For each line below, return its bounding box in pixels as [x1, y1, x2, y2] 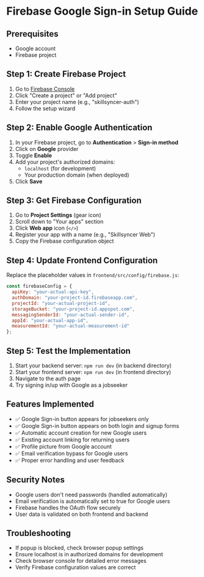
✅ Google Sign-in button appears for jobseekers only [15, 415, 149, 422]
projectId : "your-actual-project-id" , [12, 300, 111, 306]
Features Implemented [6, 399, 95, 410]
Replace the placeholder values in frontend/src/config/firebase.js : [6, 271, 180, 279]
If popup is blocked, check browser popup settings [15, 544, 144, 551]
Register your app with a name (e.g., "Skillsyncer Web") [15, 231, 156, 238]
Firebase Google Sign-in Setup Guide [6, 4, 199, 18]
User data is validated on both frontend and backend [15, 510, 148, 518]
